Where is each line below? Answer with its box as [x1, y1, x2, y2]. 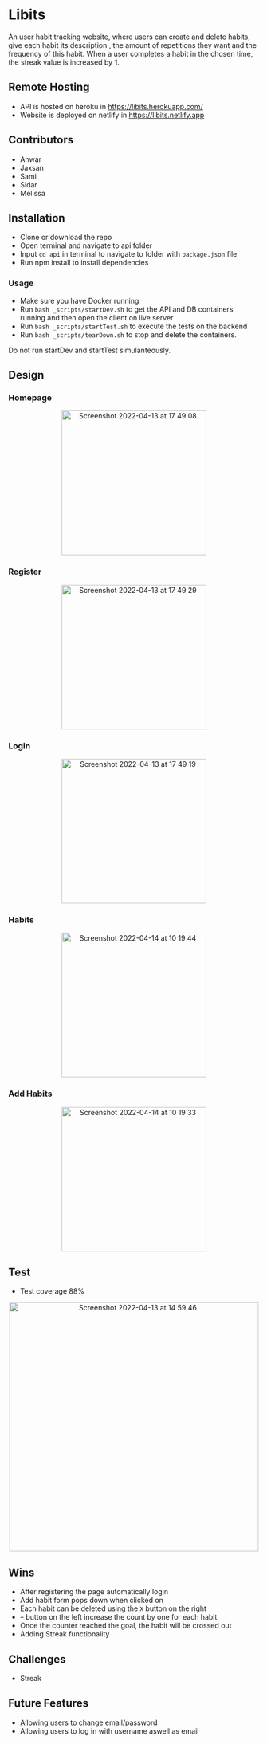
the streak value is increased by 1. [8, 57, 120, 67]
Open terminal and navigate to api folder [19, 241, 153, 250]
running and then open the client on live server [19, 312, 174, 322]
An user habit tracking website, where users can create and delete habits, [8, 32, 251, 41]
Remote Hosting [8, 81, 90, 94]
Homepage [8, 392, 52, 403]
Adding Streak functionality [19, 1629, 110, 1639]
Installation [8, 211, 65, 225]
